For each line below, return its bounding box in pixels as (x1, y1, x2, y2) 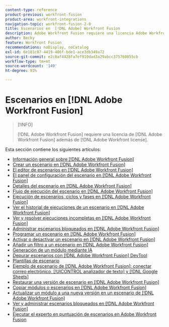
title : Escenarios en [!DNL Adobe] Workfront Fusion (5, 26, 121, 31)
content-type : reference (5, 7, 57, 13)
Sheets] (12, 274, 29, 280)
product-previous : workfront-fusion (5, 12, 82, 17)
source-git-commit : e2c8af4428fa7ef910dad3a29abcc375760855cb (5, 54, 138, 59)
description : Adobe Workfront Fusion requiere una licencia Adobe (5, 31, 147, 36)
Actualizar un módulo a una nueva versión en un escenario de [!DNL (12, 290, 154, 296)
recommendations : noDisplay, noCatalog (5, 45, 89, 50)
